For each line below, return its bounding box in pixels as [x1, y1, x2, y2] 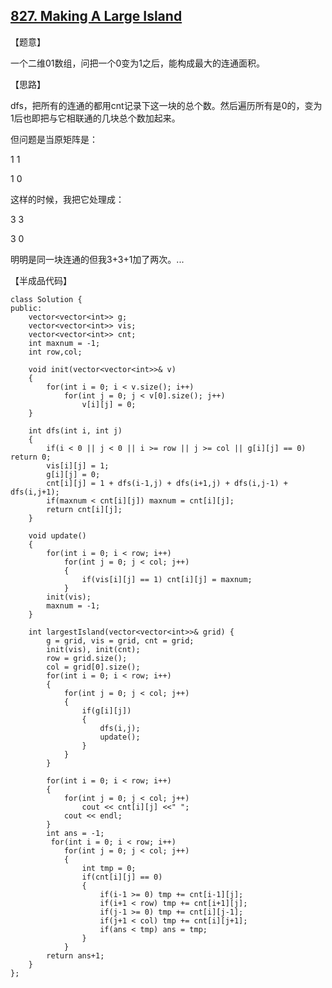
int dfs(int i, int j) [28, 425, 123, 436]
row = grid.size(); [46, 653, 128, 663]
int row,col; [28, 347, 83, 357]
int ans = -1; [46, 828, 105, 838]
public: [10, 303, 43, 313]
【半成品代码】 [10, 274, 72, 286]
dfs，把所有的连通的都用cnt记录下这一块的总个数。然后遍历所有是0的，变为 [10, 99, 323, 111]
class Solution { [10, 294, 83, 304]
